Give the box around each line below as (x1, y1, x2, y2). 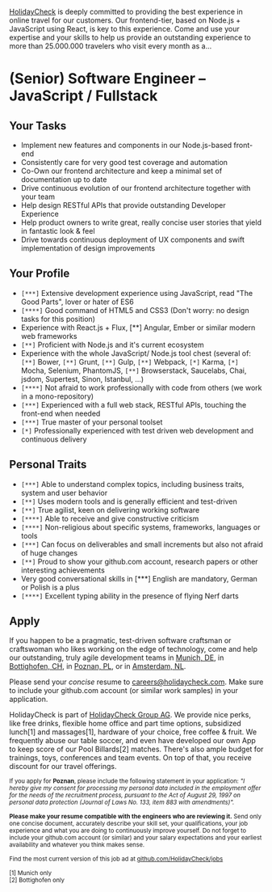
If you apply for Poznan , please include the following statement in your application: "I (9, 777, 245, 785)
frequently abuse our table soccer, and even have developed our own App (9, 736, 257, 746)
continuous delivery (20, 434, 87, 444)
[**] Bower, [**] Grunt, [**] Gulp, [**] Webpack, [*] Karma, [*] (20, 357, 239, 366)
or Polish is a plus (20, 582, 80, 592)
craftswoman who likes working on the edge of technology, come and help (9, 645, 257, 654)
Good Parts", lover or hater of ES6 (20, 297, 134, 306)
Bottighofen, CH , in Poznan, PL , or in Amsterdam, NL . (9, 662, 186, 671)
